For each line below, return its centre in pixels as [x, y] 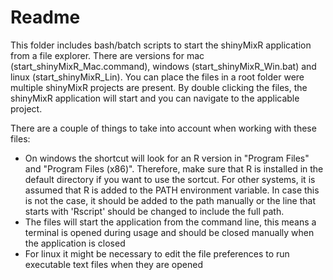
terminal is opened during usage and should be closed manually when [169, 232]
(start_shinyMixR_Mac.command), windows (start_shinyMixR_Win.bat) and [163, 66]
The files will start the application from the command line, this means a [170, 222]
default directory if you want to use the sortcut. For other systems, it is [170, 179]
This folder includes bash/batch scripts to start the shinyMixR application [161, 45]
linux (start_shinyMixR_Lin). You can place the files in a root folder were [157, 77]
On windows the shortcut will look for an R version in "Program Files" [167, 158]
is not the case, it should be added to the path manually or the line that [170, 200]
